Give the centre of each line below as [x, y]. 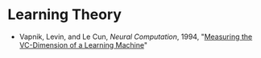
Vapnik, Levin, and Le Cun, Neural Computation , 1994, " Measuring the [136, 37]
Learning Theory [65, 15]
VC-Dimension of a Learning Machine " [83, 44]
